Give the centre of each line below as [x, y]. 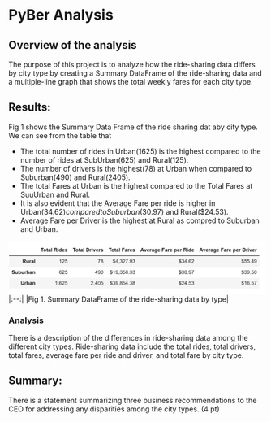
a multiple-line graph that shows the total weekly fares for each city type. [131, 82]
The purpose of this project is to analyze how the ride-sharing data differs [132, 64]
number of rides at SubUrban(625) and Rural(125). [104, 159]
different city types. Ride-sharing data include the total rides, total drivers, [132, 346]
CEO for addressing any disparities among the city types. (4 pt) [114, 409]
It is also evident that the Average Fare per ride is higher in [118, 203]
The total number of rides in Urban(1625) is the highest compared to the [140, 151]
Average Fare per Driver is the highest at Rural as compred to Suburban [140, 220]
